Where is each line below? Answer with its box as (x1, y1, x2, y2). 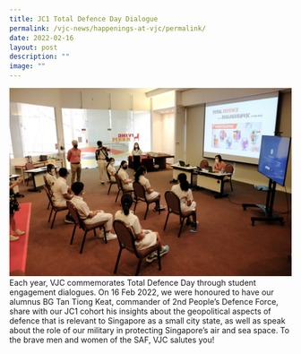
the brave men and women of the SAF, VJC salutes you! (9, 334, 215, 345)
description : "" (9, 52, 70, 62)
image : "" (9, 62, 47, 71)
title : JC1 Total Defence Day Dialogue (9, 14, 159, 23)
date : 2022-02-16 (9, 33, 74, 42)
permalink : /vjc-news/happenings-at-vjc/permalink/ (9, 23, 206, 33)
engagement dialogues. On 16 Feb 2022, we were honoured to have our (9, 287, 275, 298)
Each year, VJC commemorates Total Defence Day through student (9, 277, 257, 288)
